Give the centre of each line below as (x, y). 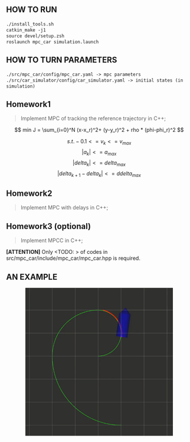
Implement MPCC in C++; (52, 241)
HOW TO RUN (32, 10)
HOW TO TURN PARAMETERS (62, 60)
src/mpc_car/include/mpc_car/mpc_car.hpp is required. (73, 258)
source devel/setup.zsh (35, 36)
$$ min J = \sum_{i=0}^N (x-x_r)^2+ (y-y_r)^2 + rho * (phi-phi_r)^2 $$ (99, 130)
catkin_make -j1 (26, 30)
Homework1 (29, 104)
